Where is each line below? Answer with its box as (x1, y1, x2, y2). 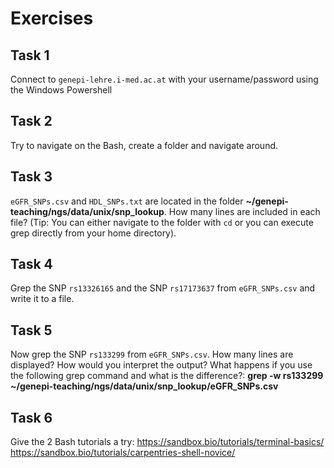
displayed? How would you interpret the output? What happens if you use (10, 359, 313, 371)
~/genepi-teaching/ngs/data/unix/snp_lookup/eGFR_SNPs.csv (10, 380, 279, 392)
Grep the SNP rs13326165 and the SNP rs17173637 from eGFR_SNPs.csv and (10, 282, 316, 294)
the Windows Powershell (10, 84, 113, 96)
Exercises (10, 7, 94, 30)
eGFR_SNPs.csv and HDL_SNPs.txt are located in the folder (10, 195, 244, 207)
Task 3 (10, 168, 53, 186)
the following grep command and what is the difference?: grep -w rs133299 (10, 370, 324, 382)
